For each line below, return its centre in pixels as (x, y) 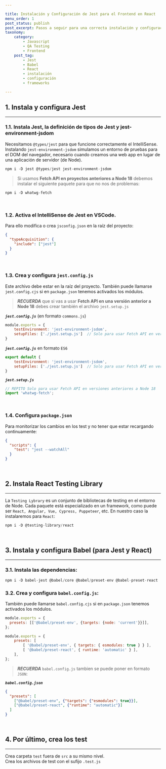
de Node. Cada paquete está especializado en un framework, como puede (81, 505)
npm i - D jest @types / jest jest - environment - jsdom (58, 169)
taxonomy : (15, 33)
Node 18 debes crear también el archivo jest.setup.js (73, 306)
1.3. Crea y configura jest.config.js (49, 275)
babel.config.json (24, 683)
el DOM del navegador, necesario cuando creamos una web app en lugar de (83, 154)
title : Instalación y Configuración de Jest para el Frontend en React (80, 14)
